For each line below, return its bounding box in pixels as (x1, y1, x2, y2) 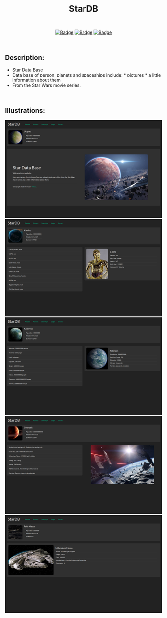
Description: (5, 53, 45, 62)
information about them (12, 77, 61, 83)
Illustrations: (5, 106, 46, 115)
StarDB (69, 3, 98, 15)
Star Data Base (12, 67, 43, 73)
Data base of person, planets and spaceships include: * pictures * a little (12, 72, 161, 77)
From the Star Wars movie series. (12, 82, 81, 88)
